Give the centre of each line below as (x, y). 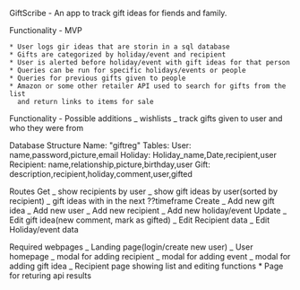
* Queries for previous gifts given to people (98, 78)
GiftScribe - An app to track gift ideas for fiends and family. (118, 13)
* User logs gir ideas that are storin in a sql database (120, 47)
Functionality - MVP (46, 30)
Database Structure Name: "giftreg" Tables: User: (100, 145)
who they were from (47, 128)
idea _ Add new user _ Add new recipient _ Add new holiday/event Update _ (148, 211)
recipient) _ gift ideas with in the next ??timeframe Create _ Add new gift (142, 201)
